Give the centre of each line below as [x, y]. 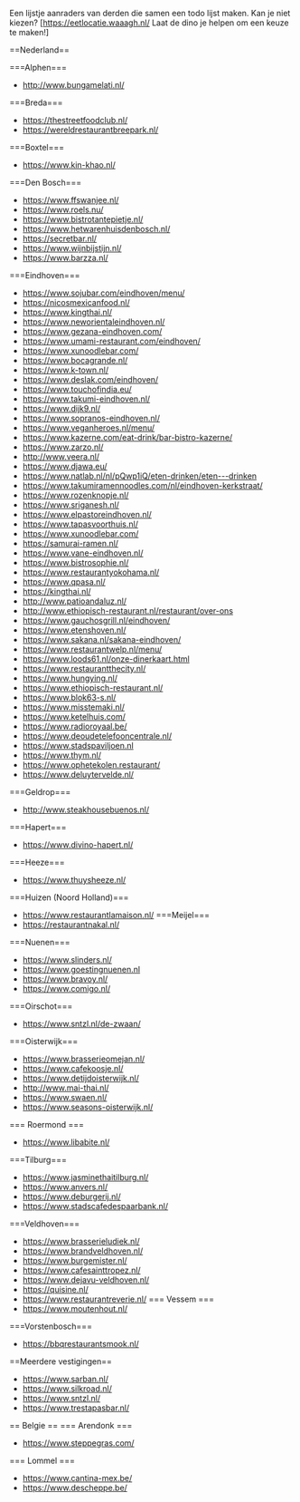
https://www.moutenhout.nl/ [75, 1308]
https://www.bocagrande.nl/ [75, 360]
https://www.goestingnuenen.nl [81, 969]
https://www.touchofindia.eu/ [77, 389]
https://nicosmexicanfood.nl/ [76, 302]
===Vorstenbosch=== [51, 1326]
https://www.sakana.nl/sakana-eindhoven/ [102, 640]
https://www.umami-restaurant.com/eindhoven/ [112, 341]
